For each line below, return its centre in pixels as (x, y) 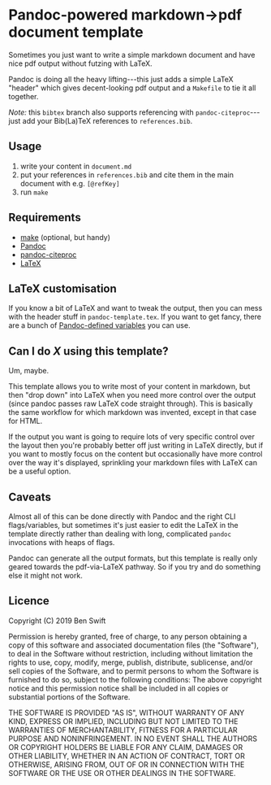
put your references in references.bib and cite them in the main (127, 174)
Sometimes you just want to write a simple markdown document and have (132, 55)
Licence (29, 601)
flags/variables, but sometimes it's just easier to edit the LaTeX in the (123, 525)
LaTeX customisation (63, 288)
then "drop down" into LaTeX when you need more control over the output (132, 395)
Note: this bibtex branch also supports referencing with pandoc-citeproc (129, 112)
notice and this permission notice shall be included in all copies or (118, 688)
